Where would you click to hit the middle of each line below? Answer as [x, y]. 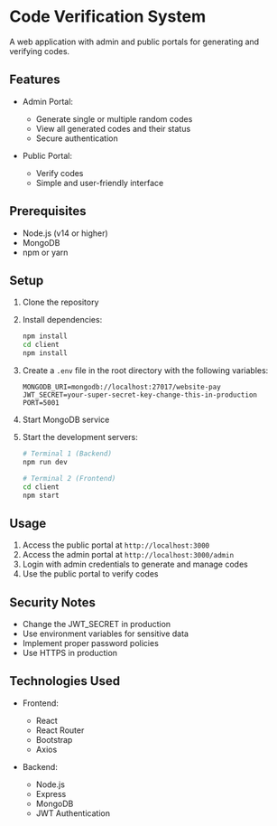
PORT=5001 [41, 403]
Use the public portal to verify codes [90, 574]
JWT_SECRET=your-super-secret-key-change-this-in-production [140, 395]
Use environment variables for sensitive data [106, 634]
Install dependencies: [62, 320]
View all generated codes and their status [113, 128]
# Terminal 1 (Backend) [67, 454]
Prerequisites [48, 211]
